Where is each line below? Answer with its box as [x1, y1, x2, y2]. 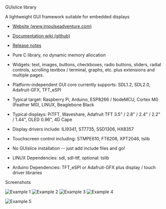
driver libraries [12, 170, 42, 175]
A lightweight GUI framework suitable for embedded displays [5, 14, 130, 19]
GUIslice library [5, 4, 37, 10]
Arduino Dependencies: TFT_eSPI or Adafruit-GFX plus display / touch [12, 165, 156, 170]
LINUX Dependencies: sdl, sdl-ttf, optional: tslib [12, 155, 110, 161]
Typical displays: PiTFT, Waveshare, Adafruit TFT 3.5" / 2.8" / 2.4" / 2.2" [12, 111, 161, 117]
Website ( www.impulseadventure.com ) [12, 23, 92, 29]
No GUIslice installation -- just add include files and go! [12, 145, 125, 151]
